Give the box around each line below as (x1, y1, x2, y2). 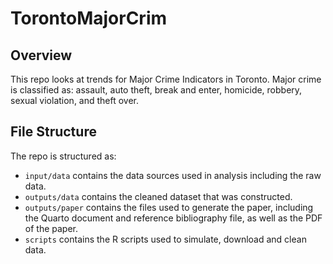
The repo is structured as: (10, 150, 117, 162)
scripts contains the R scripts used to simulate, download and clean (24, 233, 307, 245)
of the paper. (24, 222, 79, 234)
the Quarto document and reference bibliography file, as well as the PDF (24, 212, 323, 224)
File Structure (10, 123, 97, 141)
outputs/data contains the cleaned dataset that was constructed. (24, 190, 293, 202)
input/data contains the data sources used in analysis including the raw (24, 169, 322, 181)
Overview (10, 47, 73, 64)
